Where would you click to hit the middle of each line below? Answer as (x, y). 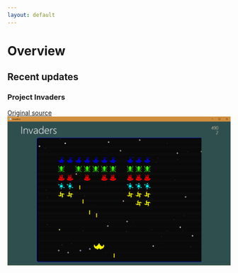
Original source (30, 113)
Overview (36, 51)
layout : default (31, 15)
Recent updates (43, 77)
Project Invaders (36, 97)
